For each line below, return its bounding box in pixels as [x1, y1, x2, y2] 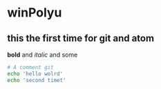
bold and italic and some [7, 50, 78, 59]
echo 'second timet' [7, 77, 67, 83]
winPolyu [7, 5, 62, 21]
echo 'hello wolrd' [7, 70, 64, 77]
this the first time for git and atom [7, 32, 154, 44]
